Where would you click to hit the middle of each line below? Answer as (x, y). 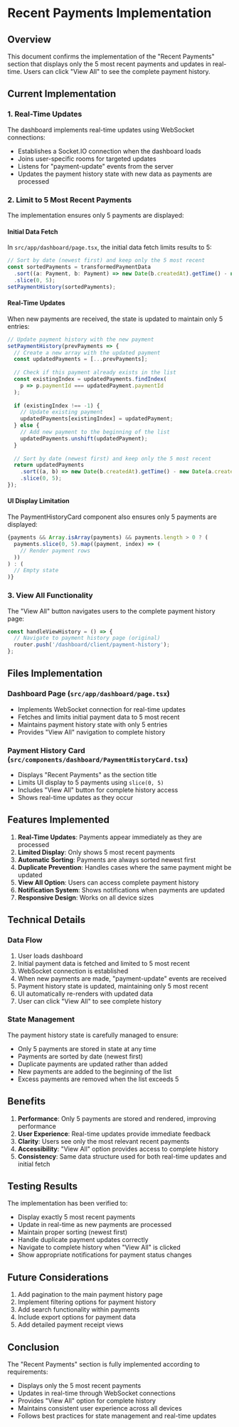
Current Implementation (62, 94)
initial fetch (34, 1164)
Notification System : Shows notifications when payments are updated (121, 890)
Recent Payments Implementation (110, 13)
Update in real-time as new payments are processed (95, 1225)
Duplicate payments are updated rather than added (93, 1064)
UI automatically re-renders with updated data (85, 994)
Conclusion (33, 1347)
